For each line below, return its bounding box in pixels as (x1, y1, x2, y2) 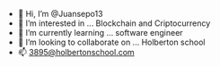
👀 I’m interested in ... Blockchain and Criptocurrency (17, 18, 211, 29)
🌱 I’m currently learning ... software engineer (17, 28, 183, 37)
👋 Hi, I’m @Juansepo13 (17, 9, 103, 19)
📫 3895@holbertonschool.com (17, 47, 135, 57)
